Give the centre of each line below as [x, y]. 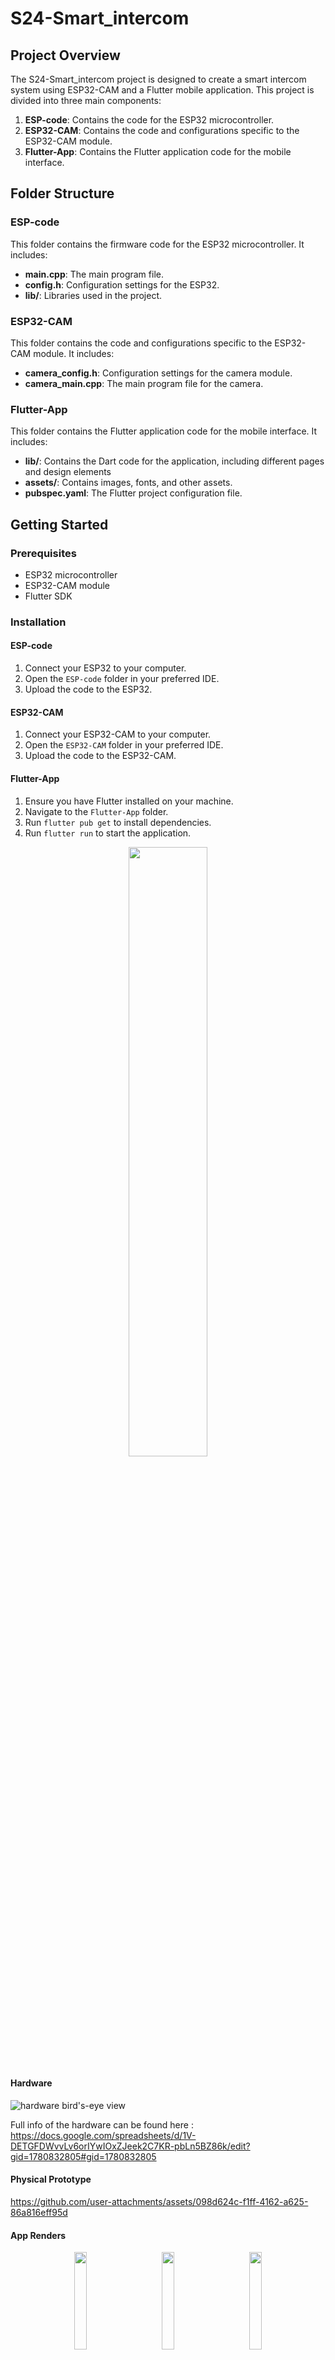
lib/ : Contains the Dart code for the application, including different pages [174, 461]
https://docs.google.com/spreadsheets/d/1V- [103, 2135]
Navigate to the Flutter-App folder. [96, 811]
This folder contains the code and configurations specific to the [141, 343]
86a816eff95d [39, 2212]
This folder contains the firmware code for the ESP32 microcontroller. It [157, 244]
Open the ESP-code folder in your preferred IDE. [122, 679]
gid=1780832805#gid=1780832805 [83, 2156]
